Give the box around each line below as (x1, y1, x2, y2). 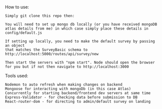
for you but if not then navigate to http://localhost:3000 (5, 64, 130, 69)
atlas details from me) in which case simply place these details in (5, 26, 149, 31)
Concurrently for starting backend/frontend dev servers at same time (5, 91, 151, 95)
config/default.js (5, 31, 42, 35)
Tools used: (5, 73, 28, 78)
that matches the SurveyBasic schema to (5, 47, 88, 52)
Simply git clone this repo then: (5, 14, 75, 18)
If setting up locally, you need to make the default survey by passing (5, 39, 155, 44)
